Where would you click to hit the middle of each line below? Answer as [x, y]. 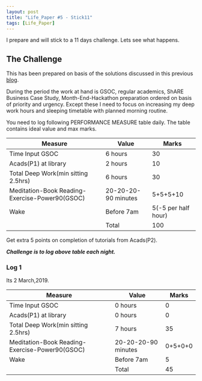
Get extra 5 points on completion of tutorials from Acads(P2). [82, 240]
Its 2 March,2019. [28, 280]
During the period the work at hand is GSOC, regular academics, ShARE [95, 91]
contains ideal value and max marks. [52, 129]
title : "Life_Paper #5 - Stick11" [50, 17]
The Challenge [34, 59]
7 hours [126, 329]
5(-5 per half [171, 208]
